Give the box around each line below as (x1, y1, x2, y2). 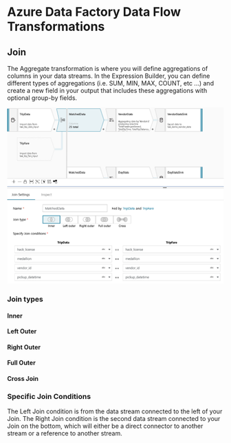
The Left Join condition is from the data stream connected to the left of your (7, 407, 223, 415)
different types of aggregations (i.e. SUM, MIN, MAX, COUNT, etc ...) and (7, 79, 214, 87)
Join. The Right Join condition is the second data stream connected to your (7, 415, 221, 423)
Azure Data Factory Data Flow (7, 4, 181, 20)
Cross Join (7, 374, 39, 382)
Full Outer (7, 359, 36, 367)
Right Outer (7, 342, 41, 351)
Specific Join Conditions (7, 391, 91, 401)
